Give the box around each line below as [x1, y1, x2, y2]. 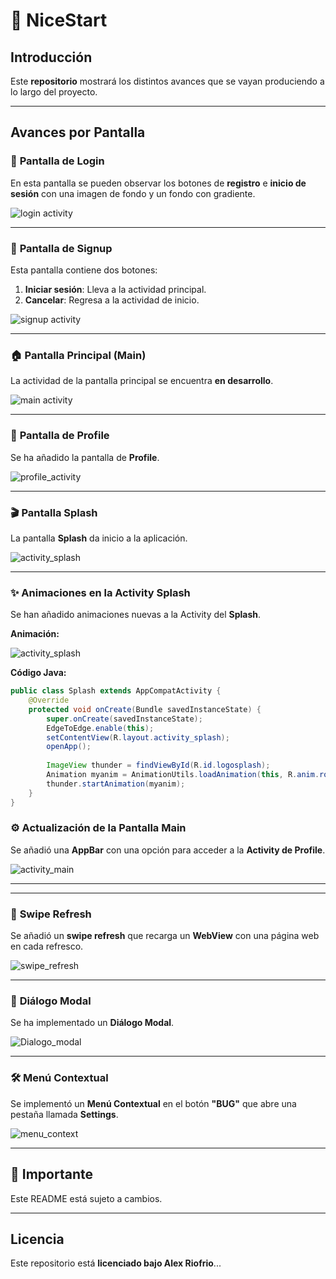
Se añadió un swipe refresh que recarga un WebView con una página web [10, 930, 320, 942]
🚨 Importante [10, 1166, 93, 1183]
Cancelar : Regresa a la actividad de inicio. [24, 294, 200, 306]
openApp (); [46, 742, 92, 752]
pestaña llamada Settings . [10, 1108, 119, 1120]
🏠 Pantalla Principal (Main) [10, 348, 147, 362]
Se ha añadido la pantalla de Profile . [10, 451, 160, 463]
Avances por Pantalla [10, 124, 146, 141]
